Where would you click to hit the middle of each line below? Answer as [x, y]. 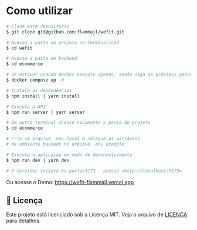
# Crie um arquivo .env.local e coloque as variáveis [73, 139]
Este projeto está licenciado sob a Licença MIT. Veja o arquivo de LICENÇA [97, 215]
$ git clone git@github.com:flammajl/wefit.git [65, 32]
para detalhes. [23, 221]
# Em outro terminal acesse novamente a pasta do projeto [78, 123]
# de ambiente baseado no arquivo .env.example [65, 144]
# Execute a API [26, 107]
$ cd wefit [19, 48]
